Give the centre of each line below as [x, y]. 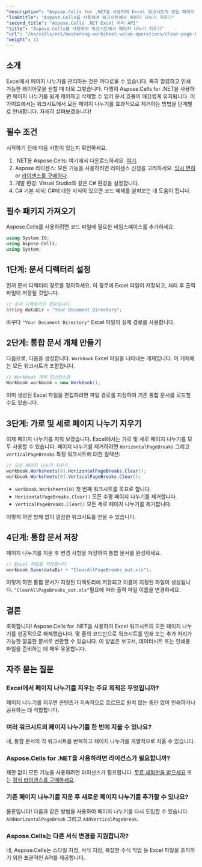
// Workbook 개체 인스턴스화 [38, 377]
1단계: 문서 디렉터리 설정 [49, 270]
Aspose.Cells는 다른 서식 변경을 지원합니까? [68, 836]
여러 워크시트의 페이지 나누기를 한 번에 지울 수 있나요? [79, 727]
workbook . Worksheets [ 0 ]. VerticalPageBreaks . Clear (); [74, 476]
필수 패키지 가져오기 [41, 211]
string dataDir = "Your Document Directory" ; [64, 310]
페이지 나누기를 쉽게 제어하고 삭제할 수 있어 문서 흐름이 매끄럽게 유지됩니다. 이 [104, 96]
